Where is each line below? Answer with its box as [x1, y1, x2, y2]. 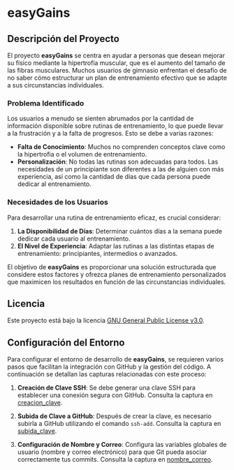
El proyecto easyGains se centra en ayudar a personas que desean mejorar [7, 51, 226, 59]
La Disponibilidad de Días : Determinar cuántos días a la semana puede [17, 227, 223, 235]
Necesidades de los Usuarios [7, 197, 108, 207]
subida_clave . [17, 427, 57, 435]
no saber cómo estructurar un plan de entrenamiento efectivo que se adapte [7, 73, 227, 82]
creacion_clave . [17, 399, 63, 407]
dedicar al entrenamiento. [17, 180, 92, 188]
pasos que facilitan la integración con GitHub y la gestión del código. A [7, 362, 212, 371]
